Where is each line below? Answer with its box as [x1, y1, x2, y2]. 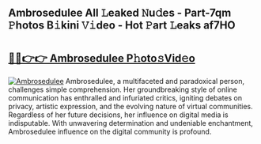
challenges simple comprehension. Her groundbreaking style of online [8, 85, 237, 94]
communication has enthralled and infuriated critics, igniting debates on [8, 93, 243, 102]
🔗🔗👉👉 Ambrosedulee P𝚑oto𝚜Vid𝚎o [8, 51, 195, 65]
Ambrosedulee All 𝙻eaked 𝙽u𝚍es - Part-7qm [8, 6, 232, 20]
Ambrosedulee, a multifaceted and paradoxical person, [65, 77, 245, 85]
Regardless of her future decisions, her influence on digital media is [8, 110, 229, 119]
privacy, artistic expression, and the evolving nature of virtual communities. [8, 102, 253, 111]
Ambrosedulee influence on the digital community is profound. [8, 127, 212, 136]
